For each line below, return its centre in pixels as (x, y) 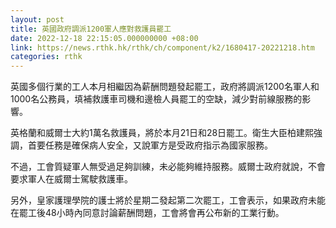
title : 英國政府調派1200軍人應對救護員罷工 (91, 29)
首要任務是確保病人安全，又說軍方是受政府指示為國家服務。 (150, 145)
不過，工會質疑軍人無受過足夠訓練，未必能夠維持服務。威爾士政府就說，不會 (168, 167)
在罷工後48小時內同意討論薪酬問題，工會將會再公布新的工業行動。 (147, 213)
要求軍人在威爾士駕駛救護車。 (71, 179)
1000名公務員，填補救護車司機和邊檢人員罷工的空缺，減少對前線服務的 (156, 99)
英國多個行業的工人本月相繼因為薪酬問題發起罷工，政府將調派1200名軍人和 (165, 87)
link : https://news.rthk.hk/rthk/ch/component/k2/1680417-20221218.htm (162, 47)
